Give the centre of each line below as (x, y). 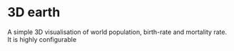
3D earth (34, 12)
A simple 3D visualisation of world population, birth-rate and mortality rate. (117, 32)
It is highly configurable (42, 39)
